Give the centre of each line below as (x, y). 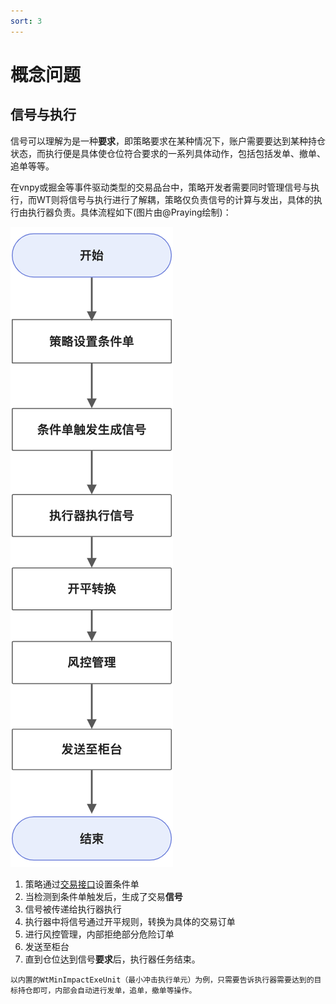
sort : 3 (26, 21)
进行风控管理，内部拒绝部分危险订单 (99, 934)
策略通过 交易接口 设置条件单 (82, 884)
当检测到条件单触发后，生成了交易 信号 (103, 896)
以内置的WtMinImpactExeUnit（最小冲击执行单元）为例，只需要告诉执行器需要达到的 (162, 980)
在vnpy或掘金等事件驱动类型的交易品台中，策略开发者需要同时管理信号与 (161, 187)
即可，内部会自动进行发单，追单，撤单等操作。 (114, 990)
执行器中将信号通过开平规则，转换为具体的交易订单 (130, 921)
